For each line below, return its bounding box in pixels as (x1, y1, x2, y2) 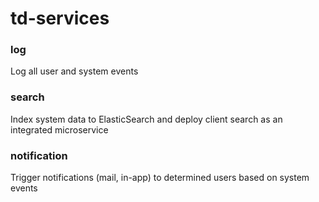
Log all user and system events (10, 65, 139, 77)
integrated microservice (10, 123, 109, 136)
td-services (10, 7, 110, 30)
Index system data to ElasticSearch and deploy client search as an (10, 113, 283, 125)
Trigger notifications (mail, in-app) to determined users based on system (10, 172, 310, 184)
